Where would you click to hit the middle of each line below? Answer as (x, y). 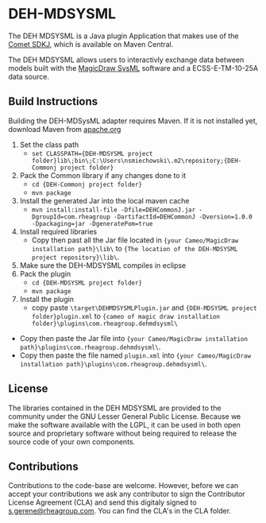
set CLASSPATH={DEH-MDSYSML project (92, 153)
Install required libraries (58, 231)
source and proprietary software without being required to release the (122, 433)
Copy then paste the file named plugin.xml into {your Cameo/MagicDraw (135, 355)
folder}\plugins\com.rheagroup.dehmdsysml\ (105, 323)
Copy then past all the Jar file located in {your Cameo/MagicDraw (135, 240)
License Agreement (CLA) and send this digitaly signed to (102, 502)
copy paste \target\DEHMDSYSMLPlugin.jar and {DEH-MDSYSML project (144, 308)
